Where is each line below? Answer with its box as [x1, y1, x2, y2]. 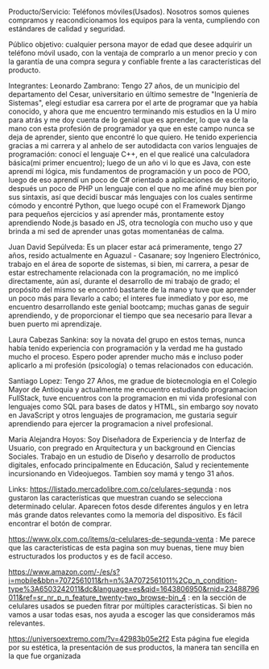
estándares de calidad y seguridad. [8, 24, 126, 33]
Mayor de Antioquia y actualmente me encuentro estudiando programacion [8, 384, 258, 394]
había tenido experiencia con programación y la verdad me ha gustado [8, 343, 243, 353]
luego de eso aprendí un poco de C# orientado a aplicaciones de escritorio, [8, 175, 259, 185]
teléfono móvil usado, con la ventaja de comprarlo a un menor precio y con [8, 48, 258, 57]
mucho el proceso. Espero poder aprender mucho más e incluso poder [8, 352, 243, 361]
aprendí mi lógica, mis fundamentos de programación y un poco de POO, [8, 167, 250, 176]
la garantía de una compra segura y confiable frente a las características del [8, 56, 262, 66]
